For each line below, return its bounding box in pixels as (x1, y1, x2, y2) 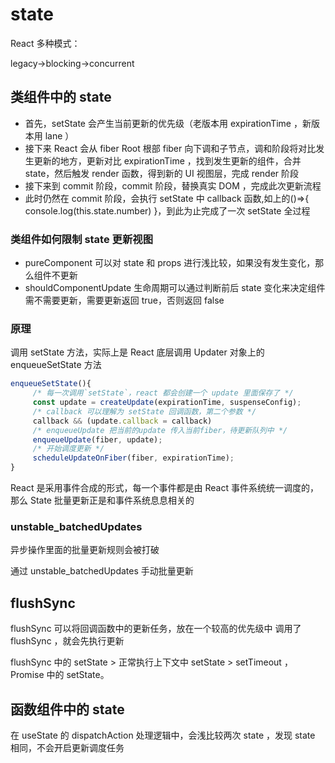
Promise (10, 669, 45, 681)
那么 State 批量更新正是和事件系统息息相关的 (10, 494, 195, 507)
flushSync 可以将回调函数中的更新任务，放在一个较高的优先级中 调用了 (10, 623, 302, 635)
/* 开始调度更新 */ (32, 444, 105, 454)
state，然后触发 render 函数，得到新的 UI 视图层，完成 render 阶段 (24, 167, 300, 179)
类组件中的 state (10, 89, 112, 106)
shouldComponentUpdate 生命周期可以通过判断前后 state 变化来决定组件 (24, 282, 326, 294)
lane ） (44, 129, 75, 142)
